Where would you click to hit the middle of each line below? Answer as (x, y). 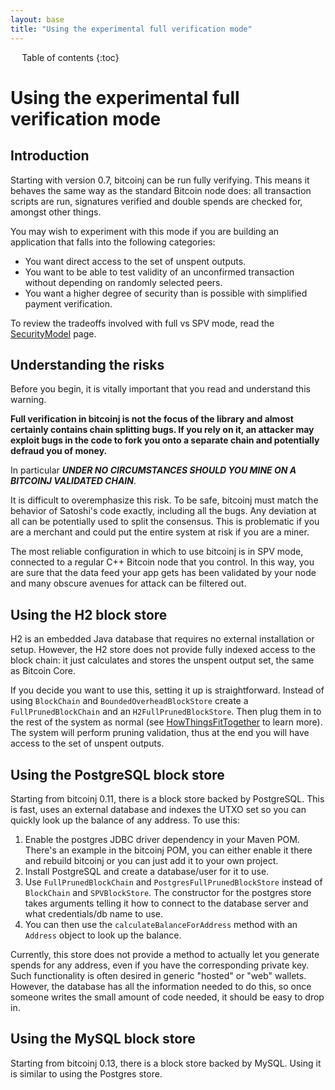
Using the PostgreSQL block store (117, 774)
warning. (28, 400)
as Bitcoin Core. (43, 671)
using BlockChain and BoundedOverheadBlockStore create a (129, 701)
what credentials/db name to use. (93, 913)
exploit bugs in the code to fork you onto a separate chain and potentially (165, 440)
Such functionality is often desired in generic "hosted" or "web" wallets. (158, 975)
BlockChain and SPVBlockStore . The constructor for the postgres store (168, 892)
